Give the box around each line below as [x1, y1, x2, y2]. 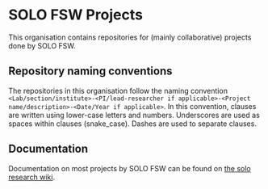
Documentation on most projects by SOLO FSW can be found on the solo [8, 163, 252, 173]
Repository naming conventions [8, 65, 173, 78]
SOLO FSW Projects [8, 6, 144, 24]
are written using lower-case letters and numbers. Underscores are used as [8, 110, 260, 120]
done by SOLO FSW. [8, 40, 77, 50]
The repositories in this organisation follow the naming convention [8, 86, 228, 95]
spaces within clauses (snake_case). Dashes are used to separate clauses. [8, 119, 257, 128]
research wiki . [8, 172, 55, 182]
